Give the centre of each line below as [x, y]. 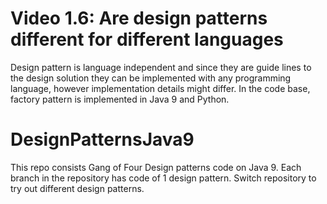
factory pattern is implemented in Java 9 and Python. [120, 99]
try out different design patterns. [77, 188]
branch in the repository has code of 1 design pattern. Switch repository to [163, 178]
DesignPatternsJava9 [102, 139]
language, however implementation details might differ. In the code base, [160, 88]
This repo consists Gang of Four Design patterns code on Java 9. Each [156, 167]
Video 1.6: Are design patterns [139, 18]
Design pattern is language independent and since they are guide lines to [161, 67]
